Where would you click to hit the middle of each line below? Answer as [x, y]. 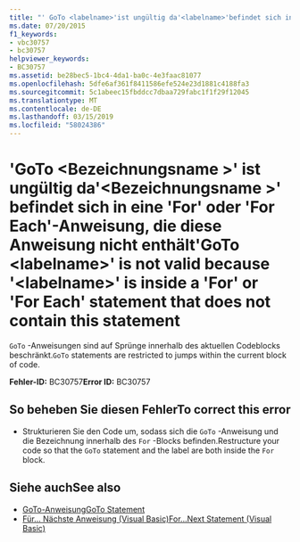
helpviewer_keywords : [50, 59]
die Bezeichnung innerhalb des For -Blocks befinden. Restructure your [150, 440]
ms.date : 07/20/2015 [48, 26]
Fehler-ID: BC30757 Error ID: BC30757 [80, 382]
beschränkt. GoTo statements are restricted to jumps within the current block [148, 355]
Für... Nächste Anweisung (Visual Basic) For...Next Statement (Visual [147, 519]
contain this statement [95, 321]
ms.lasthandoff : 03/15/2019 [62, 117]
